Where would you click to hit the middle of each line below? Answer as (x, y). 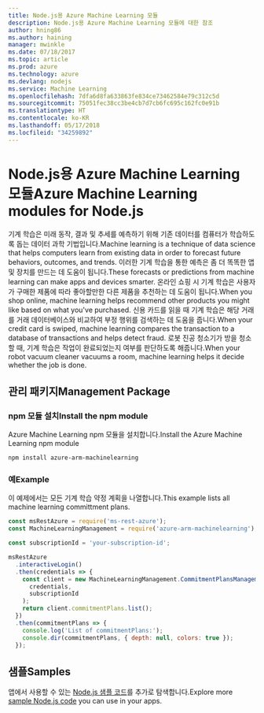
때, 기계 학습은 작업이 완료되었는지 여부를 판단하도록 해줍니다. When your (128, 347)
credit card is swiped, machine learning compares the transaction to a (121, 329)
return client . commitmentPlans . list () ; (88, 609)
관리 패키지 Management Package (89, 391)
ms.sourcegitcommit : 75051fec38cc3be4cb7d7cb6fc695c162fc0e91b (114, 103)
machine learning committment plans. (69, 507)
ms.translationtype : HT (47, 111)
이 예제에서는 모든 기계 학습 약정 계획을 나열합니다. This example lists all (119, 498)
